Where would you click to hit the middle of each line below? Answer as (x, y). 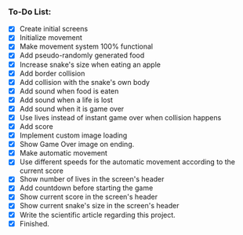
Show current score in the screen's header (89, 197)
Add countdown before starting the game (86, 188)
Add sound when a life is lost (66, 100)
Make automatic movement (63, 153)
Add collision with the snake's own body (85, 82)
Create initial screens (54, 29)
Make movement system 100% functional (86, 46)
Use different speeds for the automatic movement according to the (127, 162)
